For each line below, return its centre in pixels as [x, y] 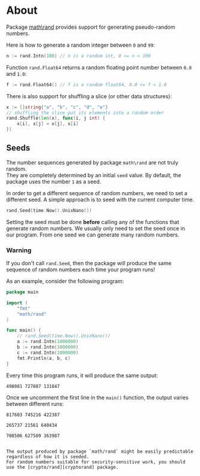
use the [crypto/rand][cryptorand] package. [62, 467]
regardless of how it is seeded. [48, 457]
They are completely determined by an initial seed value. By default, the [94, 175]
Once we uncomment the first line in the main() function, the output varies [98, 397]
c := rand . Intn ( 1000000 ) [48, 353]
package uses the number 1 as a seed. [54, 181]
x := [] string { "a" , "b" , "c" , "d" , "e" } [57, 107]
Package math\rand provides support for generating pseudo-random [91, 27]
